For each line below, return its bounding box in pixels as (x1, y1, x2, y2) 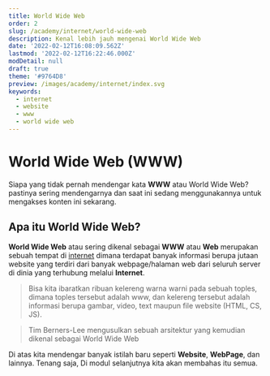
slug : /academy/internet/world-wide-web (8, 27, 148, 35)
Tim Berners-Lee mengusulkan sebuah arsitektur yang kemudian (28, 325, 246, 335)
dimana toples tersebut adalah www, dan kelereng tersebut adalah (28, 292, 251, 301)
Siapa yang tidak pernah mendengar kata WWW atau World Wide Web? (8, 179, 249, 189)
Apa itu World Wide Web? (8, 220, 141, 234)
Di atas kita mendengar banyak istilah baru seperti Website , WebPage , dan (8, 349, 260, 359)
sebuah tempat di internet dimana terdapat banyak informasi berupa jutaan (8, 250, 259, 260)
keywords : (8, 87, 42, 96)
